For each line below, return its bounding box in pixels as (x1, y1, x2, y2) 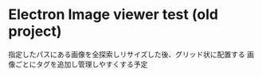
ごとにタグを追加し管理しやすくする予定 (14, 59, 148, 69)
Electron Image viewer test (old (8, 6, 219, 24)
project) (8, 22, 62, 40)
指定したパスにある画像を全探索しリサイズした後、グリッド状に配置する (8, 49, 245, 59)
